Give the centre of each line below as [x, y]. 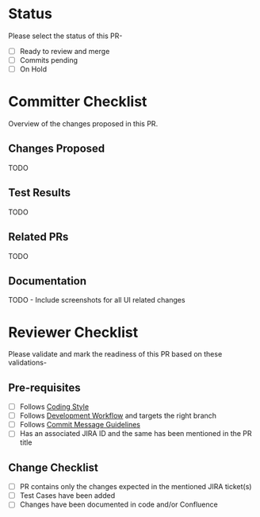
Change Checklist [54, 467]
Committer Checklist [78, 102]
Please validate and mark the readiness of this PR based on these [115, 354]
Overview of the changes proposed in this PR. [83, 124]
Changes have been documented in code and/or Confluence [119, 504]
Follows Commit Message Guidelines [80, 425]
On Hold [33, 69]
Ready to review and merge [65, 51]
